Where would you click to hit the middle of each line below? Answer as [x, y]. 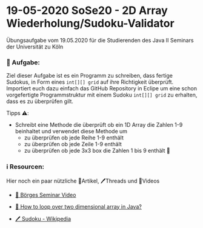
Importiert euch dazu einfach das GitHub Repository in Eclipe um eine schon [101, 89]
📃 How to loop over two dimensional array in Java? [78, 206]
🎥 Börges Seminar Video [45, 195]
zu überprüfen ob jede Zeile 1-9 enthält [73, 144]
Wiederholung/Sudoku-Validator [90, 23]
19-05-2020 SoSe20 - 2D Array [87, 11]
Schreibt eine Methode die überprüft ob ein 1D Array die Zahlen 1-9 [99, 125]
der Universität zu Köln [35, 47]
